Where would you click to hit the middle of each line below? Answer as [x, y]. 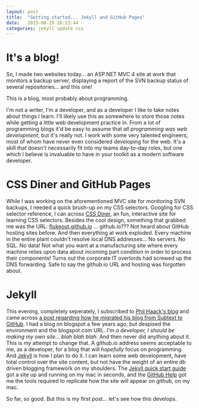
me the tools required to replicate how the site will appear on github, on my [98, 381]
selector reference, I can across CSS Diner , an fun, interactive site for [91, 214]
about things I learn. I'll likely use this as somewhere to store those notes [95, 116]
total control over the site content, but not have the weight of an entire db [96, 362]
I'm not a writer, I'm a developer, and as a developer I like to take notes [93, 110]
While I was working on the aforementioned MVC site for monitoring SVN [96, 201]
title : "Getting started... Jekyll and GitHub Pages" [76, 17]
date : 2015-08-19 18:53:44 [42, 23]
